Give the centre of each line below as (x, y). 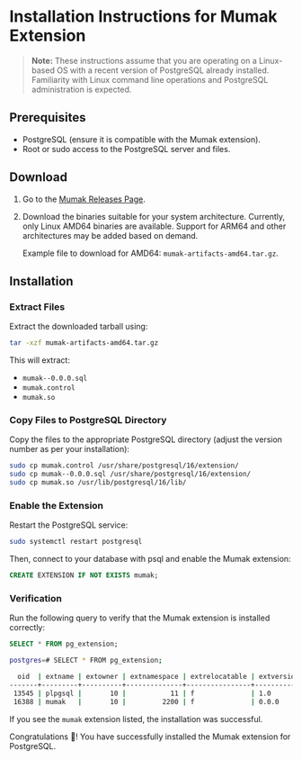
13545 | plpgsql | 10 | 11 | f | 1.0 (142, 693)
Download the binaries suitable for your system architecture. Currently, (154, 216)
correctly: (27, 628)
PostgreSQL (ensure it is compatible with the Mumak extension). (141, 139)
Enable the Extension (57, 505)
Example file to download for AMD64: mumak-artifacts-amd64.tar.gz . (150, 253)
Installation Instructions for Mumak (143, 17)
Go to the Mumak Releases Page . (84, 199)
